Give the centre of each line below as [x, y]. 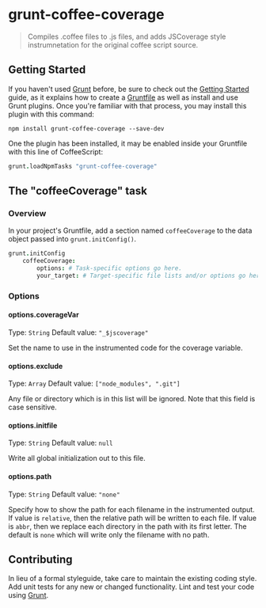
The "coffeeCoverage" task [78, 191]
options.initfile [33, 425]
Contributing [40, 559]
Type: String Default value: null [61, 443]
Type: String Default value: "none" [64, 494]
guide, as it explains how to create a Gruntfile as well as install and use [123, 97]
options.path [30, 476]
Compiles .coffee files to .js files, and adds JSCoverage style [127, 36]
